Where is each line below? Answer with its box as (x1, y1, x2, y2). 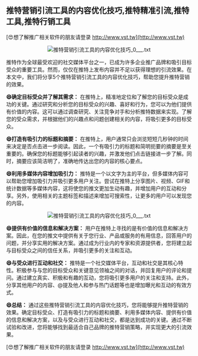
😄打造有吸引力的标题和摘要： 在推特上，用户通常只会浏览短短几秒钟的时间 (6, 135, 189, 142)
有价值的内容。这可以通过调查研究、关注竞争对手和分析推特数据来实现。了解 (6, 108, 192, 115)
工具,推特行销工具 (6, 17, 71, 27)
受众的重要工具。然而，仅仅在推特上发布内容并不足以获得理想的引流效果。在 (6, 66, 192, 73)
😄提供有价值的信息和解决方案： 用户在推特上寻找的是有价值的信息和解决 (6, 224, 184, 231)
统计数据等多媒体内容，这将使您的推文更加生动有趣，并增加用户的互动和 (6, 185, 181, 192)
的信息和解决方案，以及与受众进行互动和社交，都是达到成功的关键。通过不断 (6, 316, 192, 323)
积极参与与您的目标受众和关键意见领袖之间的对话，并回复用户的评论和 (16, 266, 187, 273)
